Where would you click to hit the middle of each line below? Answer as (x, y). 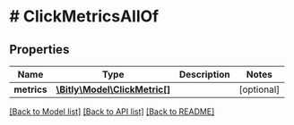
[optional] (259, 89)
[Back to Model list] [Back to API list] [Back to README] (112, 112)
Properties (39, 50)
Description (204, 75)
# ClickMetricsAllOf (84, 17)
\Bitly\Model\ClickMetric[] (113, 89)
